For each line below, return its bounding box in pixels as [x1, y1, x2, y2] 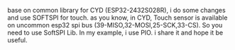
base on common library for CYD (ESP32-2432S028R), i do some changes [7, 6, 226, 14]
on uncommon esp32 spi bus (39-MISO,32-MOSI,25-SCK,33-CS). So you [7, 21, 223, 29]
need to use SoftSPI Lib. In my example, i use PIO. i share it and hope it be [7, 28, 224, 37]
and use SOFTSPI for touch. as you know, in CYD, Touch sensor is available [7, 13, 228, 22]
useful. [7, 36, 28, 44]
